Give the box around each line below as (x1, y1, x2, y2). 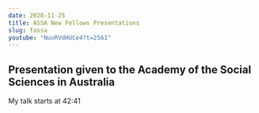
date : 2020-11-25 (8, 11, 66, 20)
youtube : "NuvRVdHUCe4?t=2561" (8, 33, 112, 42)
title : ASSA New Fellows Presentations (8, 19, 140, 27)
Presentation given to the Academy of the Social (8, 62, 252, 76)
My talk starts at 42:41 (8, 96, 81, 106)
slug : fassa (8, 26, 48, 34)
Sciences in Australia (8, 75, 115, 89)
